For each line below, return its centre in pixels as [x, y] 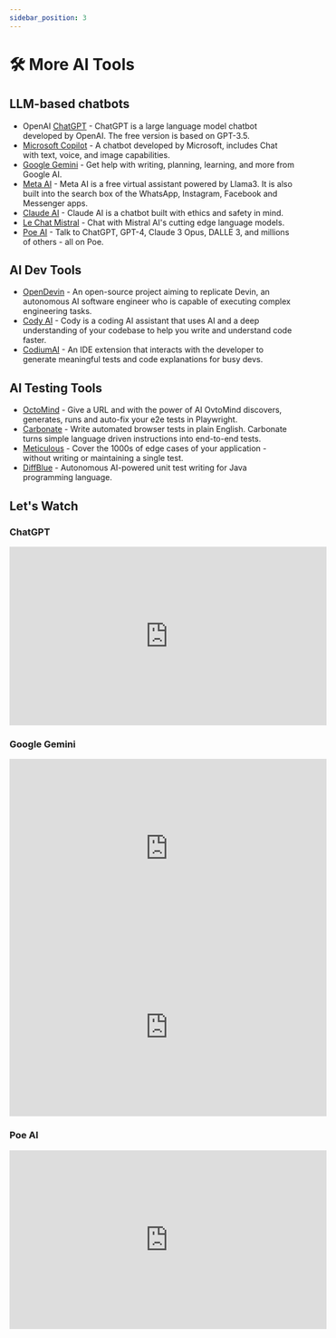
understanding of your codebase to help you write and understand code [157, 330]
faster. [34, 340]
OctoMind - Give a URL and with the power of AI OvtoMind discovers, [152, 410]
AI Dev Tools [45, 270]
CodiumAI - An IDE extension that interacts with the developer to [143, 349]
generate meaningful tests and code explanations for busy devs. [143, 359]
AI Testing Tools [56, 388]
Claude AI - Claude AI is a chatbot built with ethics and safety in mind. [153, 212]
